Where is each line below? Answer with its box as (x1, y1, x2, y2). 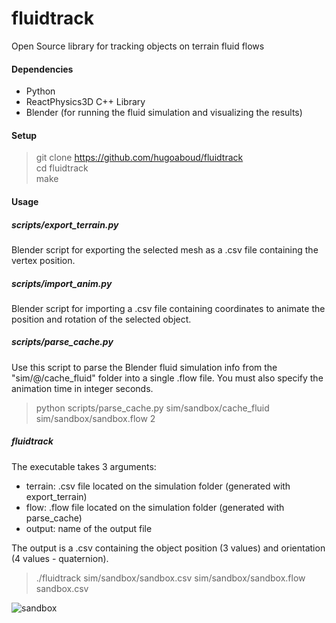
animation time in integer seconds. (11, 382, 154, 394)
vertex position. (11, 254, 76, 266)
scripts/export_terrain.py (11, 218, 119, 231)
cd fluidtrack (35, 162, 89, 174)
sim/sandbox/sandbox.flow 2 (35, 412, 156, 424)
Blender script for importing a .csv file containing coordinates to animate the (11, 302, 326, 314)
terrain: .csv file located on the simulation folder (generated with (25, 480, 291, 492)
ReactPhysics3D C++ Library (25, 96, 146, 108)
